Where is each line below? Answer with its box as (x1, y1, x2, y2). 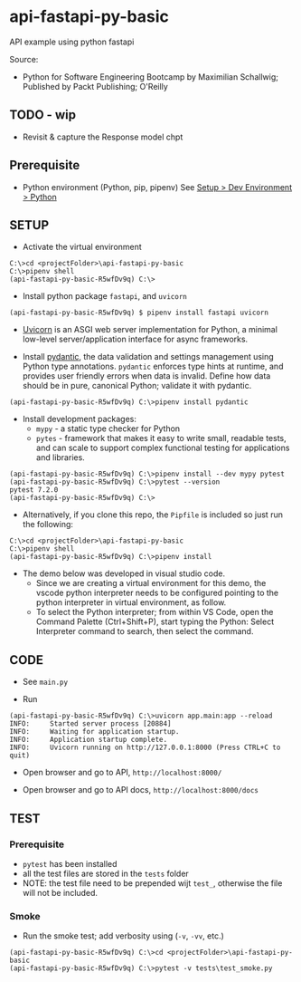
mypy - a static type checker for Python (35, 423, 181, 434)
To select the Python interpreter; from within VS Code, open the (35, 607, 274, 618)
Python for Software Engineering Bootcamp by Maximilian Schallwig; (22, 71, 278, 82)
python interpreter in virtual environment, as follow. (35, 597, 227, 608)
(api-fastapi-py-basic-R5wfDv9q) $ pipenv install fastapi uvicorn (9, 308, 269, 318)
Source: (9, 53, 39, 64)
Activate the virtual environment (22, 242, 142, 253)
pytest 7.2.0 (9, 486, 59, 495)
